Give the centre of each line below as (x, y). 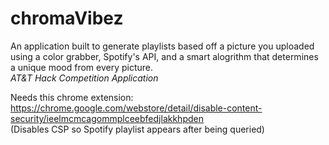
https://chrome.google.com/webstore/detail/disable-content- (136, 108)
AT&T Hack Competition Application (84, 78)
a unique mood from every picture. (82, 67)
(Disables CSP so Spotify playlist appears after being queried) (137, 129)
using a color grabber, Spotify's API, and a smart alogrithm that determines (164, 56)
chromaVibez (67, 18)
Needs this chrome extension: (72, 97)
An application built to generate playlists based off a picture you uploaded (162, 46)
